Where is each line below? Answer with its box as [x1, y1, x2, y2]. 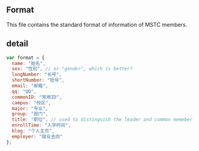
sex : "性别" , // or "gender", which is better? [12, 66, 133, 72]
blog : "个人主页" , [12, 128, 55, 134]
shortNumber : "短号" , [12, 77, 65, 84]
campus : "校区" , [12, 99, 51, 106]
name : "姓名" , [12, 60, 46, 66]
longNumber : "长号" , [12, 72, 62, 78]
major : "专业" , [12, 106, 49, 112]
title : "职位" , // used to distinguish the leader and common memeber [12, 116, 193, 123]
